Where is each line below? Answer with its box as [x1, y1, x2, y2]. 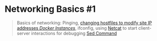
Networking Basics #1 [4, 3, 96, 15]
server [16, 30, 30, 36]
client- [138, 25, 152, 31]
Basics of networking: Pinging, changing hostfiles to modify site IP [16, 20, 152, 26]
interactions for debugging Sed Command [31, 30, 117, 36]
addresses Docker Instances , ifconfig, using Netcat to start [16, 25, 137, 31]
